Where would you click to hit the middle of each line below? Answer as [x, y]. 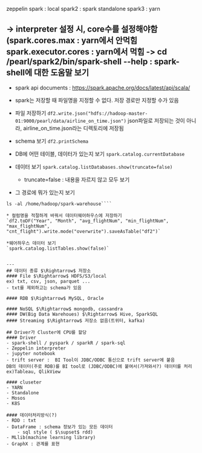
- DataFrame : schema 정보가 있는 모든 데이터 [60, 427]
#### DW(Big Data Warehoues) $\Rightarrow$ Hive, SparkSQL [82, 314]
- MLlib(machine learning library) [51, 437]
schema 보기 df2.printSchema [52, 141]
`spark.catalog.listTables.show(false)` [58, 248]
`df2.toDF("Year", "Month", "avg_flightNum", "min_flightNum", [88, 221]
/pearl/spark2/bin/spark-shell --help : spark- [93, 62]
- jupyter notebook [31, 353]
